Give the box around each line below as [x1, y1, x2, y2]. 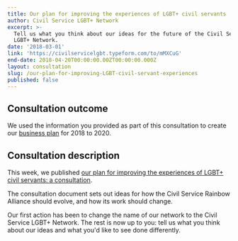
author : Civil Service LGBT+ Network [7, 17, 119, 24]
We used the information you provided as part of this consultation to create [7, 121, 227, 130]
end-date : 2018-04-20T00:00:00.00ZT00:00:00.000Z [7, 57, 157, 64]
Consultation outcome [7, 102, 108, 114]
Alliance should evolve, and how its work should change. [7, 197, 174, 206]
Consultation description [7, 150, 120, 162]
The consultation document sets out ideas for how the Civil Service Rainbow [7, 189, 230, 198]
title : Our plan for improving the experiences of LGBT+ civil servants [7, 10, 227, 18]
